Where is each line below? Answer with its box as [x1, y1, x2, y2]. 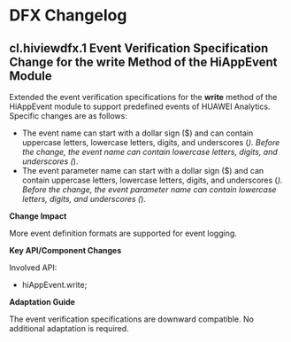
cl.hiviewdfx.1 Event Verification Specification [9, 41, 269, 56]
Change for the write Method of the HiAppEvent [9, 54, 278, 69]
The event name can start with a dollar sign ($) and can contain [21, 128, 254, 138]
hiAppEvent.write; [21, 280, 88, 290]
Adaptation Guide [9, 297, 75, 307]
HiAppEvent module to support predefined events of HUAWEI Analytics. [9, 101, 271, 112]
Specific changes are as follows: [9, 111, 128, 120]
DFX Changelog [9, 5, 127, 26]
